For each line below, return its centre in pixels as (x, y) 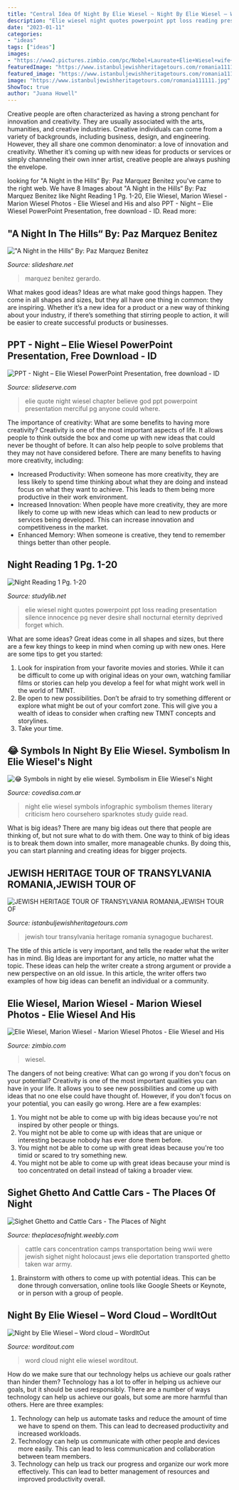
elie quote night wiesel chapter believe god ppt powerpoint (111, 401)
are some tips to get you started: (55, 654)
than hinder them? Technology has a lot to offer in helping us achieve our (115, 1382)
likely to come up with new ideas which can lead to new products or (117, 512)
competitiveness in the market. (63, 527)
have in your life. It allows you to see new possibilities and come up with (113, 1088)
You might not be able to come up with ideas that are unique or (110, 1132)
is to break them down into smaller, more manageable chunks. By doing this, (119, 843)
